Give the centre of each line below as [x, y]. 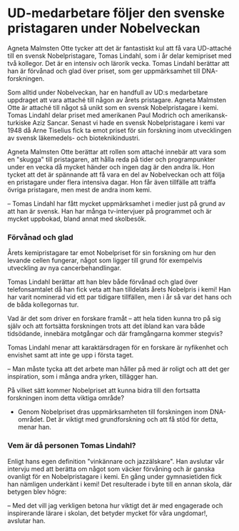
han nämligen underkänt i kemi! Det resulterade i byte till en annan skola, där [120, 484]
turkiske [19, 122]
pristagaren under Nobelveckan [104, 28]
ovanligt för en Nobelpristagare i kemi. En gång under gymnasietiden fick [115, 476]
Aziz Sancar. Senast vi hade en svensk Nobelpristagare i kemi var [129, 122]
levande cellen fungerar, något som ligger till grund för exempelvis [105, 260]
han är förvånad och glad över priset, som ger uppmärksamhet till [104, 71]
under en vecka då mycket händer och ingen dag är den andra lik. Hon [111, 167]
